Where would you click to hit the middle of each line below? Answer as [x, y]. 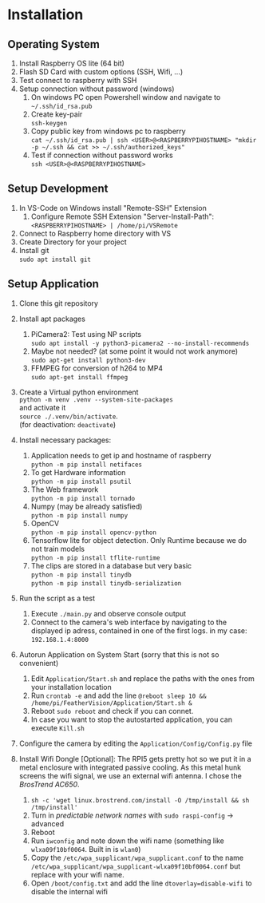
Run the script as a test [57, 598]
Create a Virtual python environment [79, 392]
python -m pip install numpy [79, 515]
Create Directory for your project [73, 242]
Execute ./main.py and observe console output [109, 613]
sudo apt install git [55, 259]
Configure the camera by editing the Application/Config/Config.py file [136, 743]
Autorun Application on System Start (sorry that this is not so [119, 654]
